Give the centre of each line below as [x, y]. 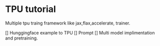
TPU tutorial [30, 9]
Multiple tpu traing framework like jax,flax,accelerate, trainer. [68, 23]
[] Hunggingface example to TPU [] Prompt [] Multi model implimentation [80, 32]
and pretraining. [22, 38]
